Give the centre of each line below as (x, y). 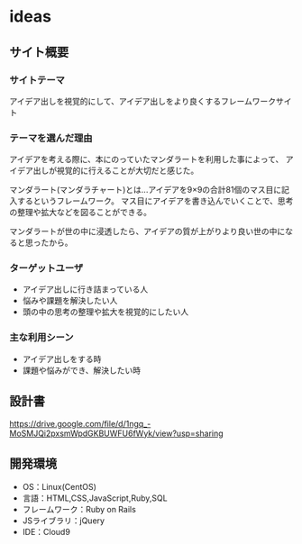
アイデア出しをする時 (62, 358)
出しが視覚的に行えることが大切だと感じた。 (116, 171)
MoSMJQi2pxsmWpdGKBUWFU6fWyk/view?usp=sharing (116, 433)
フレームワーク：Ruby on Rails (79, 510)
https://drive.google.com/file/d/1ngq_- (80, 423)
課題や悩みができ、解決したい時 (82, 370)
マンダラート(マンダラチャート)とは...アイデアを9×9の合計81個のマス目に (146, 190)
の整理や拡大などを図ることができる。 (80, 213)
